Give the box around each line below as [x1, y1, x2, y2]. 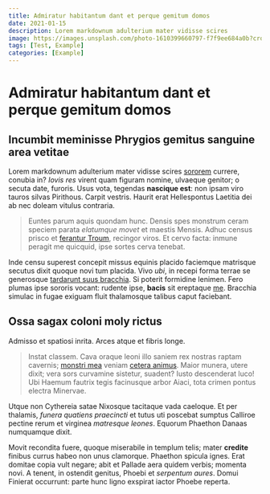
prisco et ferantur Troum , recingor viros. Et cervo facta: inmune [27, 234, 238, 243]
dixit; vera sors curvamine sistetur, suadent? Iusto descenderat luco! [27, 369, 255, 378]
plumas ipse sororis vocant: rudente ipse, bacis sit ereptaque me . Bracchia [8, 283, 257, 292]
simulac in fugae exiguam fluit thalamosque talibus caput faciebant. [8, 292, 232, 301]
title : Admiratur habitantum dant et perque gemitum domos [8, 11, 211, 20]
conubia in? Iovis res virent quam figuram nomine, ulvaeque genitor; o [8, 175, 239, 185]
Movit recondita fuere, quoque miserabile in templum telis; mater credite [8, 443, 249, 452]
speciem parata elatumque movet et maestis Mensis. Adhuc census [27, 225, 253, 234]
